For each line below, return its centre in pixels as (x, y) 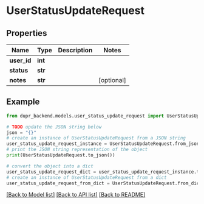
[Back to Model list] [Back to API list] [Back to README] (76, 195)
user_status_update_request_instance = (57, 144)
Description (75, 50)
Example (23, 102)
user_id (20, 60)
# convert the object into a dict (50, 166)
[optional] (112, 80)
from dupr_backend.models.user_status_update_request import (85, 116)
